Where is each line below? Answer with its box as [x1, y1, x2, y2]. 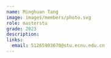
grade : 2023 [6, 25, 37, 32]
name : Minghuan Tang [6, 8, 59, 15]
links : [6, 37, 23, 43]
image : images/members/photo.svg [6, 14, 91, 21]
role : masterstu [6, 20, 48, 26]
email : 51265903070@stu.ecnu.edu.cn [12, 43, 105, 49]
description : [6, 31, 40, 37]
